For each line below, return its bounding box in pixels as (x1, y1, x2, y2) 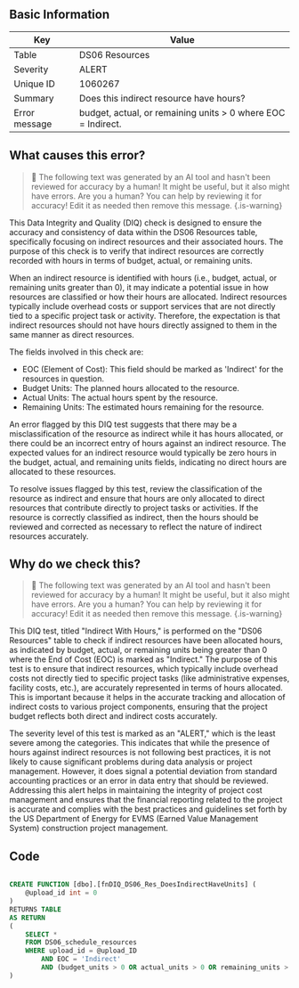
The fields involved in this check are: (9, 347, 144, 357)
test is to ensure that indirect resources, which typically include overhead (9, 664, 279, 674)
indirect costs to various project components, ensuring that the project (9, 701, 269, 712)
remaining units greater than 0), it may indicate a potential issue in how (9, 282, 269, 292)
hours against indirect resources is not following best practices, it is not (9, 747, 271, 758)
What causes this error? (9, 148, 146, 163)
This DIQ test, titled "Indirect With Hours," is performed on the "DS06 (9, 625, 263, 636)
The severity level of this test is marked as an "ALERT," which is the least (9, 728, 276, 739)
